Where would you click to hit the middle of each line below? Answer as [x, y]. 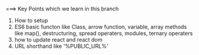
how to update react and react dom [58, 40]
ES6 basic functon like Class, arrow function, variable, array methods [100, 27]
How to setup [31, 20]
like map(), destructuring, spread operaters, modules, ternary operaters [103, 33]
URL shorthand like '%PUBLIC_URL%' [61, 46]
